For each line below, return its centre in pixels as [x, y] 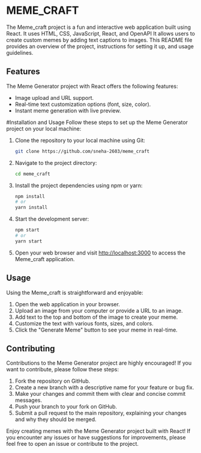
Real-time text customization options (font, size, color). [83, 104]
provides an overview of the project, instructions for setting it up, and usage [100, 46]
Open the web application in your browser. [67, 304]
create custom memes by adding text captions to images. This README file [99, 40]
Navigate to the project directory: [56, 162]
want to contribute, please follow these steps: [62, 369]
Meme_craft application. [45, 259]
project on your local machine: [44, 128]
